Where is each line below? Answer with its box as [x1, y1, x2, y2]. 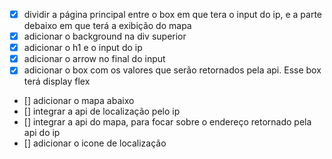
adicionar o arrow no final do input [23, 53, 166, 65]
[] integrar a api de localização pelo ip [23, 105, 181, 118]
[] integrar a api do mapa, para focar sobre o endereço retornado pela [23, 116, 312, 128]
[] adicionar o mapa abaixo [23, 95, 135, 107]
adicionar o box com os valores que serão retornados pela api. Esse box [23, 64, 322, 76]
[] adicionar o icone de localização [23, 137, 167, 149]
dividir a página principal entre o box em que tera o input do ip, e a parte [23, 9, 322, 20]
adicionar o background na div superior [23, 30, 187, 43]
